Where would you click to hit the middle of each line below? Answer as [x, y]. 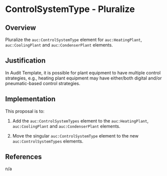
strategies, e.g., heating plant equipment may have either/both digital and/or [83, 78]
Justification [25, 61]
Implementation [30, 99]
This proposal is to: [25, 111]
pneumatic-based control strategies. [43, 83]
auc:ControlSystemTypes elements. [48, 141]
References [23, 157]
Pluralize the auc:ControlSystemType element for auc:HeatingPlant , [74, 39]
